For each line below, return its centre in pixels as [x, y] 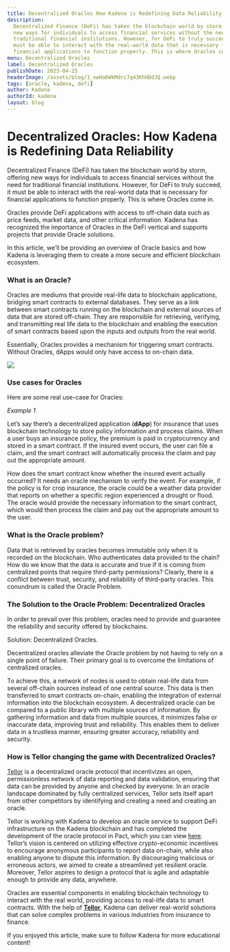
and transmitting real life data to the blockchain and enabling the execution [112, 324]
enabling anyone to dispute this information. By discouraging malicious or [111, 858]
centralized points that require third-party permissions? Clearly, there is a [111, 572]
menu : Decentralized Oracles [49, 58]
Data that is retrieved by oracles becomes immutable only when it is [103, 550]
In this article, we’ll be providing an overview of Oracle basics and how [107, 247]
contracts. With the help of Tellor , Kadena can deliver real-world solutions [112, 907]
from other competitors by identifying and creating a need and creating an [112, 801]
